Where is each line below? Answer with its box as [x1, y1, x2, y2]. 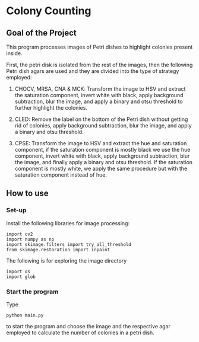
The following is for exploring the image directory [6, 257, 127, 264]
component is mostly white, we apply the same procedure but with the [14, 165, 188, 172]
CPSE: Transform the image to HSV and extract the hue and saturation [14, 140, 187, 146]
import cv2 [6, 231, 33, 237]
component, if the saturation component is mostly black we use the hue [14, 146, 191, 153]
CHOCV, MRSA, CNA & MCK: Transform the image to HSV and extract [14, 85, 186, 92]
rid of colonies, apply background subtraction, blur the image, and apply [14, 122, 192, 129]
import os [6, 269, 31, 274]
